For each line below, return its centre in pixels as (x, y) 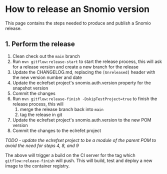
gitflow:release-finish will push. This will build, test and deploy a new (79, 160)
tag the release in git (41, 114)
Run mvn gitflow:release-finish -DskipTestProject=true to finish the (85, 98)
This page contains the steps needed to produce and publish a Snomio (78, 23)
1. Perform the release (40, 44)
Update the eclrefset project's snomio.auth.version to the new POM (82, 120)
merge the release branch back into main (62, 109)
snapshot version (30, 88)
